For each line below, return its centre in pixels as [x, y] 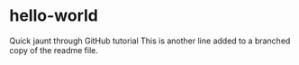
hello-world [54, 16]
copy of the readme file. [54, 50]
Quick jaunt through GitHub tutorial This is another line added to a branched [150, 41]
